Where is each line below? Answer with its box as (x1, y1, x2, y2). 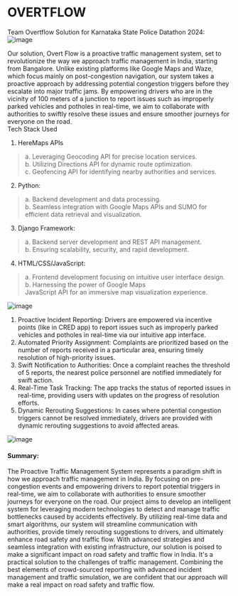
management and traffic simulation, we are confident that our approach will (7, 573, 228, 582)
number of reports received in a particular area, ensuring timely (17, 346, 204, 354)
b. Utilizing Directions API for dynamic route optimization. (24, 159, 193, 168)
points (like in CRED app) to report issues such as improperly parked (17, 323, 219, 331)
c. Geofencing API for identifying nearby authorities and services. (24, 167, 217, 176)
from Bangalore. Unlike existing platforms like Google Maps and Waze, (7, 64, 214, 73)
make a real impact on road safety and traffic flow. (7, 580, 155, 589)
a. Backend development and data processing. (24, 195, 161, 203)
